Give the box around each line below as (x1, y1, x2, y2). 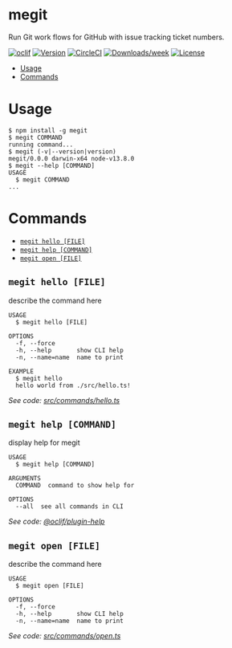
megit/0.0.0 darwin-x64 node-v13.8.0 (8, 154, 135, 162)
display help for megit (8, 438, 80, 447)
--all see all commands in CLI (15, 503, 124, 511)
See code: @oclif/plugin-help (8, 516, 105, 527)
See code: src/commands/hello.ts (8, 395, 120, 405)
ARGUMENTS (8, 475, 42, 483)
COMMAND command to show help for (15, 482, 135, 490)
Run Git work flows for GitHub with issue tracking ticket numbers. (8, 32, 225, 42)
